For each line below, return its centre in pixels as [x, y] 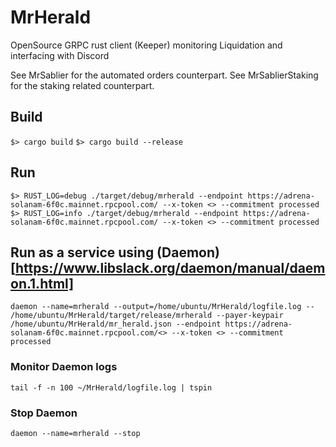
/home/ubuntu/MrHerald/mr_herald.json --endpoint [116, 324]
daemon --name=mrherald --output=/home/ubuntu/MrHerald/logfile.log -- [162, 307]
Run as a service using [82, 252]
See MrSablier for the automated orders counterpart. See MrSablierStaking [164, 75]
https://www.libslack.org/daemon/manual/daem [170, 267]
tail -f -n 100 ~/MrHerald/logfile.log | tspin [111, 387]
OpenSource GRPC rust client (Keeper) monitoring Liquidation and [146, 45]
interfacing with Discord [60, 55]
